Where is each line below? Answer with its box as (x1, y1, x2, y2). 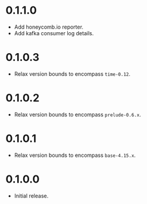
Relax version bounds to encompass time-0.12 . (14, 70, 131, 78)
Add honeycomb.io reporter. (14, 23, 84, 30)
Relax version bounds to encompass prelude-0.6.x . (14, 111, 141, 118)
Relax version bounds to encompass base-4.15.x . (14, 152, 136, 159)
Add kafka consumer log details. (14, 29, 94, 36)
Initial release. (14, 192, 49, 199)
